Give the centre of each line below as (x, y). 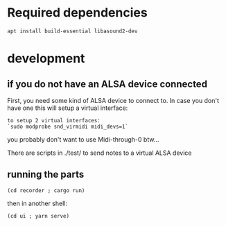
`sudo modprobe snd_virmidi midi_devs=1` (68, 126)
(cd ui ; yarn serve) (38, 216)
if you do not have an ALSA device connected (107, 84)
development (46, 58)
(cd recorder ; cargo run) (46, 190)
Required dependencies (77, 13)
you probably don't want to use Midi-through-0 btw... (83, 139)
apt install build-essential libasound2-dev (72, 31)
